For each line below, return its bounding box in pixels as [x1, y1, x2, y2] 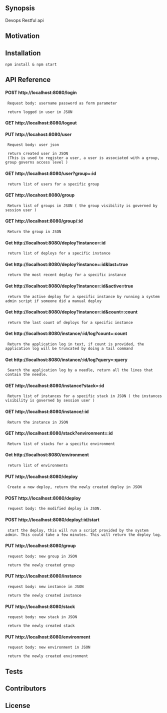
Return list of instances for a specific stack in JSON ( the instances [7, 393, 162, 399]
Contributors [5, 684, 46, 693]
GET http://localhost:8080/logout [5, 120, 77, 126]
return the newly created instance [7, 593, 81, 598]
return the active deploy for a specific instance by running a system [7, 294, 160, 299]
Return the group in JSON [7, 229, 61, 234]
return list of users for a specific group [7, 181, 99, 186]
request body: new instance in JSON [7, 584, 84, 589]
